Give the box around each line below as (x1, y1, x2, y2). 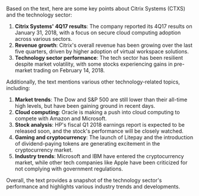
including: (6, 85, 31, 91)
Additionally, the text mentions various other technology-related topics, (6, 78, 180, 85)
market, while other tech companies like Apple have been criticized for (14, 159, 188, 166)
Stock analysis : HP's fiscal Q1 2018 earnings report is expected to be (14, 121, 185, 128)
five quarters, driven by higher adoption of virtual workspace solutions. (14, 48, 189, 55)
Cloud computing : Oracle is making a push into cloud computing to (14, 109, 180, 115)
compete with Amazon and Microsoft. (14, 115, 107, 122)
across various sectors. (14, 36, 72, 42)
